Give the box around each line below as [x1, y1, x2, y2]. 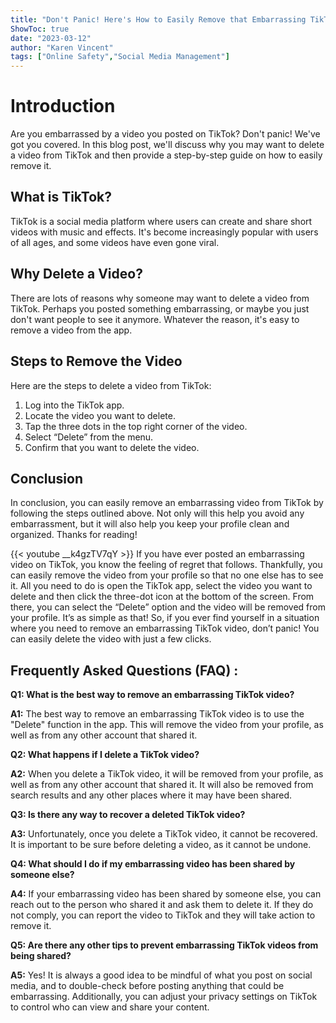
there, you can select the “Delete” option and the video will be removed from [10, 601, 326, 613]
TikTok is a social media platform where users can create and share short [10, 215, 313, 227]
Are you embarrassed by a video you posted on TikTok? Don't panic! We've [10, 128, 321, 140]
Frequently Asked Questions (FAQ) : [10, 662, 239, 679]
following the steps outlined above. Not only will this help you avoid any [10, 507, 305, 520]
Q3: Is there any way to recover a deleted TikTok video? [10, 809, 246, 821]
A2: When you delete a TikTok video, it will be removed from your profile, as [10, 768, 324, 780]
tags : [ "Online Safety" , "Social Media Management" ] [10, 52, 230, 62]
